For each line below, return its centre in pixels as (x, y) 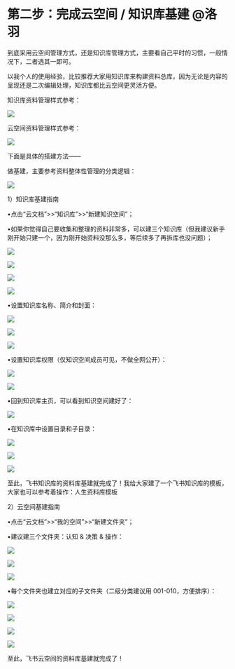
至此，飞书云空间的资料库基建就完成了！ (65, 658)
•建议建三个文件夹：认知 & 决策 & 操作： (65, 536)
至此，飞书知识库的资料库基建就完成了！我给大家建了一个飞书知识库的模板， (117, 483)
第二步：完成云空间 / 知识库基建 (99, 14)
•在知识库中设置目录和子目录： (52, 428)
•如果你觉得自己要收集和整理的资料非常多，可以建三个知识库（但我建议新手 (116, 229)
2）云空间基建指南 (34, 506)
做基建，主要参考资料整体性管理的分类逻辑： (72, 171)
